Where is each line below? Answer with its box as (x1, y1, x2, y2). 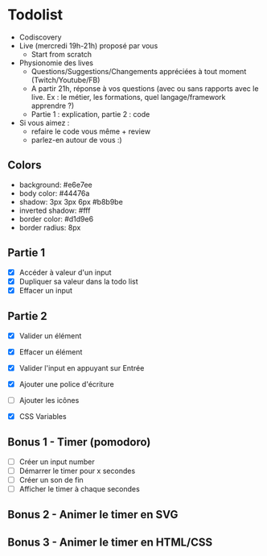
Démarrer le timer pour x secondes (18, 466, 136, 475)
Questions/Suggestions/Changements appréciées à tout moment (31, 66, 247, 76)
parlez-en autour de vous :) (31, 135, 122, 144)
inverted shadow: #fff (18, 205, 91, 215)
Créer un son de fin (18, 475, 84, 484)
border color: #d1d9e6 (18, 214, 94, 223)
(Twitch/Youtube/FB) (31, 75, 101, 85)
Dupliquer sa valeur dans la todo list (18, 276, 138, 286)
